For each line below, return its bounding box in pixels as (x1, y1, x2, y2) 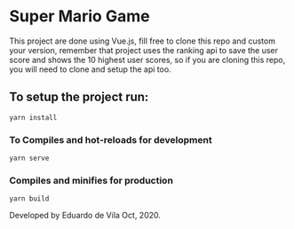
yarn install (9, 113, 58, 122)
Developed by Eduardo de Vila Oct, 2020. (9, 210, 162, 221)
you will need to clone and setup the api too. (9, 64, 171, 75)
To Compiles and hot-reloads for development (9, 133, 212, 146)
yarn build (9, 194, 50, 203)
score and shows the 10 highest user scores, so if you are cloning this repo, (9, 54, 286, 65)
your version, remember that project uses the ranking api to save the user (9, 44, 278, 55)
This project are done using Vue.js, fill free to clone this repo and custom (9, 36, 275, 46)
